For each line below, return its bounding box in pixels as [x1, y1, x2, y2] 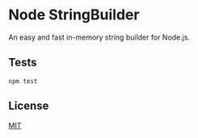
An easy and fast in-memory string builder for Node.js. [8, 32, 191, 42]
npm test [8, 77, 38, 86]
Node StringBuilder [8, 6, 140, 24]
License [8, 99, 49, 113]
